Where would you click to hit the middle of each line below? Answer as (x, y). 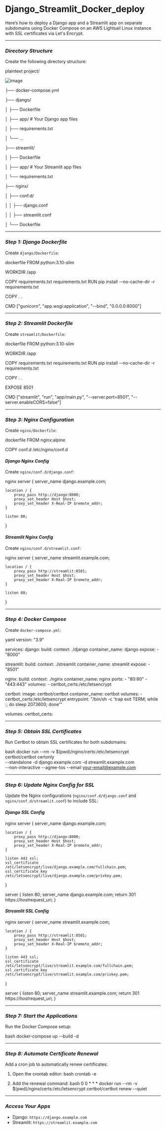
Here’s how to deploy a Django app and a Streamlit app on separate (74, 23)
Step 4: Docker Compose (36, 619)
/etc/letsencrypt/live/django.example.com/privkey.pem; (64, 876)
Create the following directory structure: (46, 62)
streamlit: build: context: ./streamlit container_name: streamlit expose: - (78, 664)
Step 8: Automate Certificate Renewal (52, 1054)
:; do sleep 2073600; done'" (34, 704)
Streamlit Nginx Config (29, 537)
